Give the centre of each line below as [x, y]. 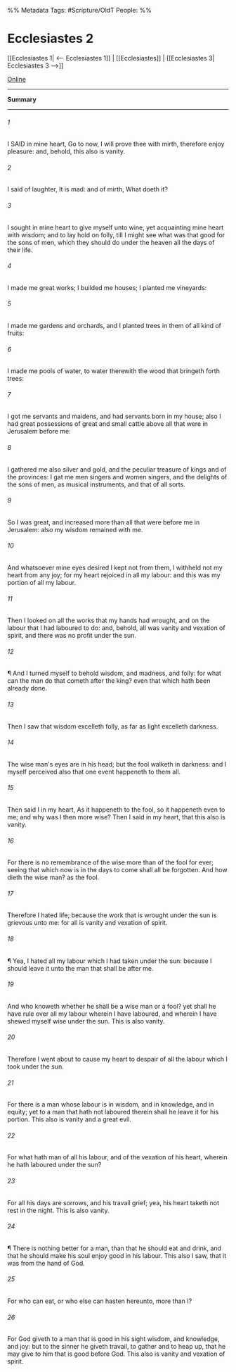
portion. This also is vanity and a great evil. [70, 1119]
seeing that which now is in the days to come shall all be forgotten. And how [117, 870]
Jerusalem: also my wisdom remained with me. [75, 529]
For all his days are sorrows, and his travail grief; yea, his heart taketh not [113, 1202]
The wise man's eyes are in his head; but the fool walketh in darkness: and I [117, 764]
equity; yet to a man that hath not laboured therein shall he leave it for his [113, 1112]
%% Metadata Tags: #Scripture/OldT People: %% [80, 10]
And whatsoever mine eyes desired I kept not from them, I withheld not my [115, 567]
